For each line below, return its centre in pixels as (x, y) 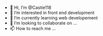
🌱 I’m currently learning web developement (54, 18)
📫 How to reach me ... (33, 28)
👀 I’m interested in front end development (52, 13)
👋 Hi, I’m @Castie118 (30, 8)
